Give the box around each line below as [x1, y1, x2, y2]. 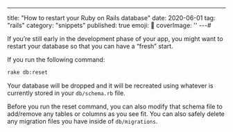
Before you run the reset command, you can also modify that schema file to [7, 102, 223, 110]
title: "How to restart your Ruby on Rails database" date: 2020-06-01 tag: [7, 14, 216, 22]
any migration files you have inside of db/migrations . [7, 117, 158, 125]
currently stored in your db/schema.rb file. [7, 88, 126, 97]
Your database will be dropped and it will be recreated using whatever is [7, 81, 214, 90]
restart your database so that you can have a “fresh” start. [7, 42, 173, 50]
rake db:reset [7, 69, 49, 76]
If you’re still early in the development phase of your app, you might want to [7, 35, 223, 42]
